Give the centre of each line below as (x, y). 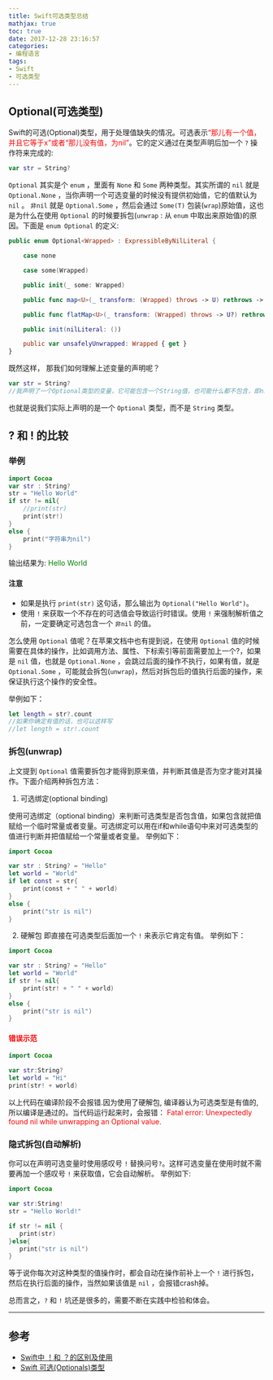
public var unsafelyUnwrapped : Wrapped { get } (105, 344)
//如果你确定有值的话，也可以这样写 (61, 721)
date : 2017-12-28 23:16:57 (54, 39)
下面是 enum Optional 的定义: (71, 226)
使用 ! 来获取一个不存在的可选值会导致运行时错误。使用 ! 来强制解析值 (138, 613)
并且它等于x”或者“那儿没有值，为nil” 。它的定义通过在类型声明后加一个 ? (129, 142)
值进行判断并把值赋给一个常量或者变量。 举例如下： (95, 836)
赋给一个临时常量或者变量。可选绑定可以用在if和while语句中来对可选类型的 (133, 826)
